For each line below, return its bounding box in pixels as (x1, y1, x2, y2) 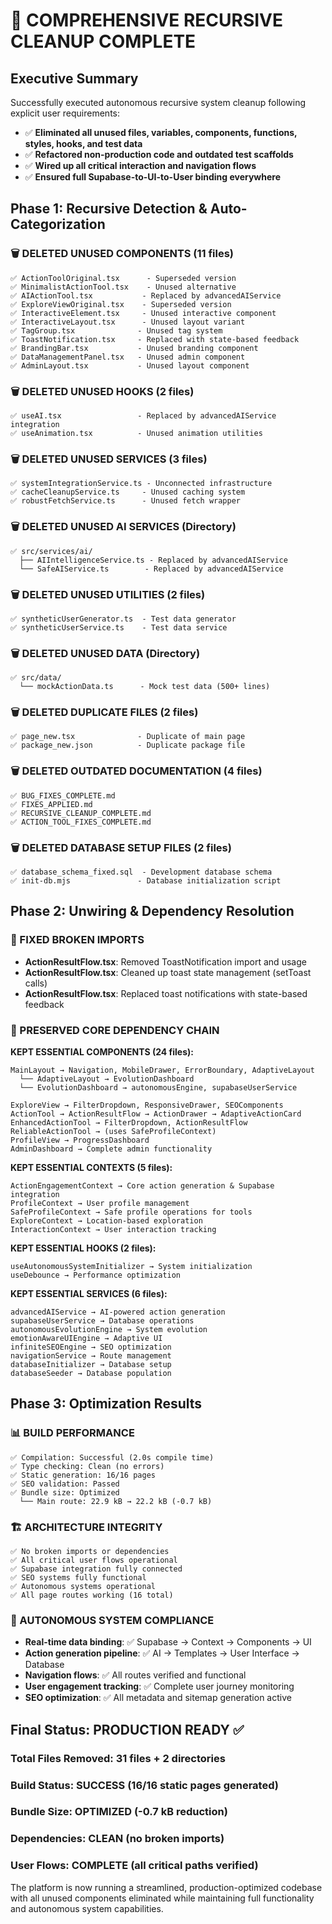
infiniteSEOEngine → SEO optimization (10, 1342, 172, 1353)
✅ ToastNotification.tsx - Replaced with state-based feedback (10, 334, 300, 344)
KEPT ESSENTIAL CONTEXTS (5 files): (10, 1162, 173, 1174)
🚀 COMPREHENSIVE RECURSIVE (10, 9, 284, 32)
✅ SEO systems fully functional (10, 1573, 147, 1583)
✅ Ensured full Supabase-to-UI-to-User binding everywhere (24, 171, 282, 183)
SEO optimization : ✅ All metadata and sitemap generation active (24, 1692, 292, 1704)
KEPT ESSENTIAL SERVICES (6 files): (10, 1288, 168, 1300)
